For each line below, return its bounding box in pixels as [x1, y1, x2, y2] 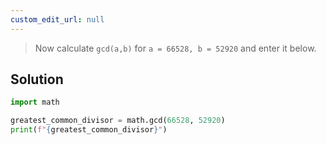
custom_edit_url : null [10, 14, 105, 25]
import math [10, 97, 60, 108]
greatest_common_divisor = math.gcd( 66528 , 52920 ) [10, 116, 226, 126]
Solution [10, 71, 64, 88]
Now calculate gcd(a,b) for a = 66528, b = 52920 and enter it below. [34, 42, 317, 54]
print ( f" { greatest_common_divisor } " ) [10, 125, 168, 135]
